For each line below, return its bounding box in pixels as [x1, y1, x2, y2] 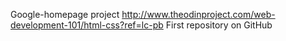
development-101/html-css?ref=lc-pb [10, 19, 164, 31]
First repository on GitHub [165, 19, 273, 31]
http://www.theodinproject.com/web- [121, 9, 276, 20]
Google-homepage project [10, 9, 120, 20]
